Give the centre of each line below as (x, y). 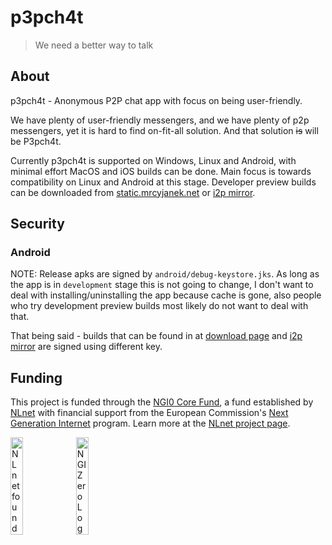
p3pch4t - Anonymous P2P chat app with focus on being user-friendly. (156, 100)
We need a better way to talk (94, 45)
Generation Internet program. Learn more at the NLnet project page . (150, 423)
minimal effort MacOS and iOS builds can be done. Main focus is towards (161, 171)
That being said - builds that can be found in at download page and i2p (156, 336)
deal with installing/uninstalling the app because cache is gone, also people (166, 295)
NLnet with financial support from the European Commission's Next (149, 413)
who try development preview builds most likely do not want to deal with (159, 306)
